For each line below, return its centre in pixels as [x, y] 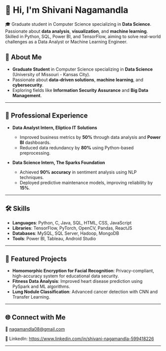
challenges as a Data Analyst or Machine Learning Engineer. [66, 42]
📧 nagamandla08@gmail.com [35, 329]
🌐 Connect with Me [35, 317]
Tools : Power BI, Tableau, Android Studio [54, 239]
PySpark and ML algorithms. [41, 287]
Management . [27, 95]
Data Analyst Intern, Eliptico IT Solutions [55, 128]
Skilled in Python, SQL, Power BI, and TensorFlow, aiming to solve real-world [83, 36]
